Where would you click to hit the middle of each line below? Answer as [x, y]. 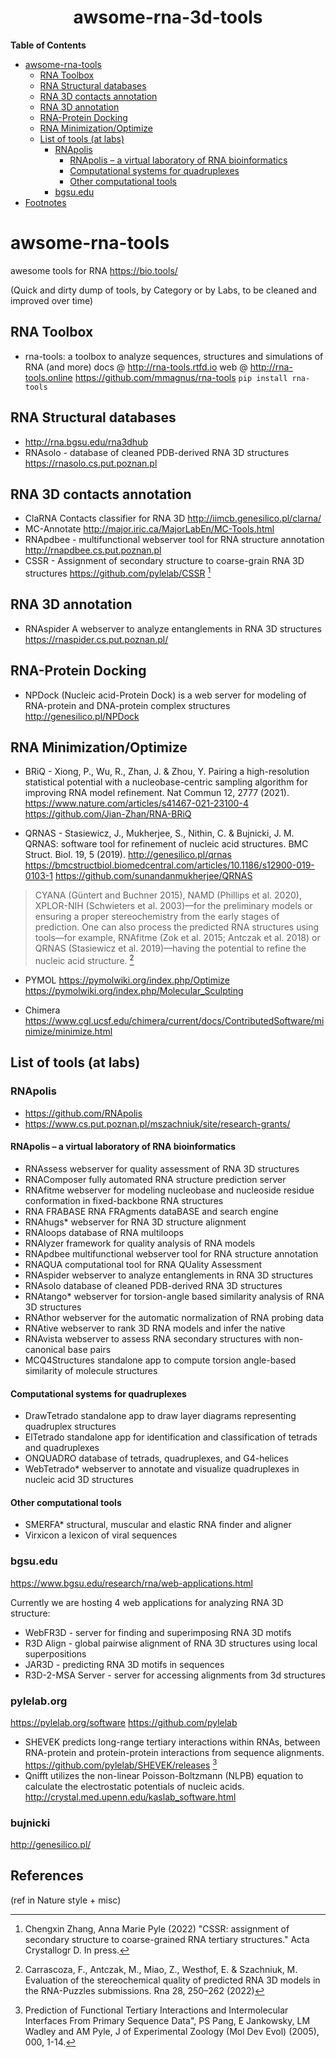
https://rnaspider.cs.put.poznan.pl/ [96, 639]
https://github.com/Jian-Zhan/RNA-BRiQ [108, 814]
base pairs [89, 1349]
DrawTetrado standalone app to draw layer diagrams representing [160, 1416]
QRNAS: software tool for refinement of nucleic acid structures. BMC [166, 844]
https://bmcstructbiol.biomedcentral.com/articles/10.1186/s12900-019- [169, 865]
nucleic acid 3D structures [79, 1480]
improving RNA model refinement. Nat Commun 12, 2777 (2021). [157, 793]
